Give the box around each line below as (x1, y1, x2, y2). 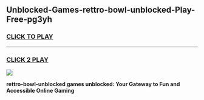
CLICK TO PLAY (6, 33, 53, 41)
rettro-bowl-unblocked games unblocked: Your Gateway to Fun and (6, 80, 180, 87)
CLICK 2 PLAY (6, 55, 49, 64)
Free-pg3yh (6, 15, 53, 25)
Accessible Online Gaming (6, 87, 75, 94)
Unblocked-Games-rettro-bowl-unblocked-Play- (6, 5, 195, 15)
